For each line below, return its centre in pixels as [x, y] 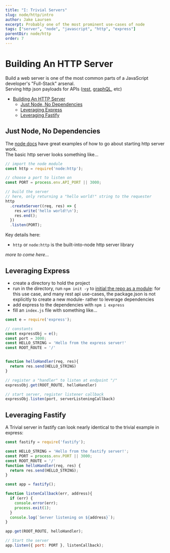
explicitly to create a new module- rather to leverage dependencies [83, 299]
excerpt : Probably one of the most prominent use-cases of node [75, 24]
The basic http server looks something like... [52, 154]
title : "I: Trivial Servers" [36, 10]
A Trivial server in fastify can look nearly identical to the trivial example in [82, 427]
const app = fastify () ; [31, 484]
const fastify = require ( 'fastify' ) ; [45, 442]
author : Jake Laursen [28, 19]
